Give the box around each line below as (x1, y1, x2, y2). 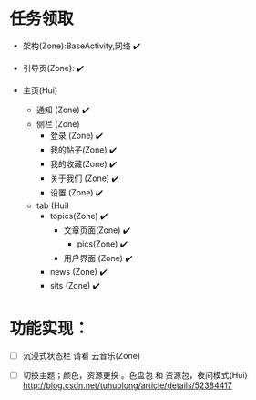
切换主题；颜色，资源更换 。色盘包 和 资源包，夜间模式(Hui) (22, 369, 248, 380)
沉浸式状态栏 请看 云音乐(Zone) (22, 350, 141, 361)
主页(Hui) (22, 84, 58, 96)
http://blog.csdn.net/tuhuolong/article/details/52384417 (22, 380, 232, 391)
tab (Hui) (36, 200, 70, 211)
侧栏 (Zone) (36, 118, 80, 129)
